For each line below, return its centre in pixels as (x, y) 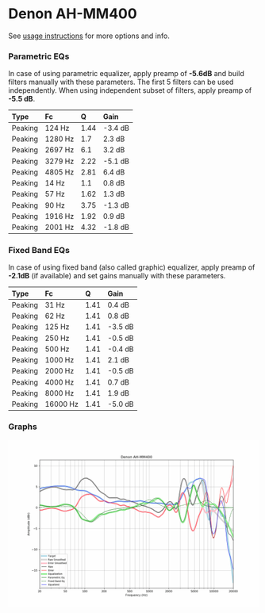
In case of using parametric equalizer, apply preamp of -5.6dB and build (126, 74)
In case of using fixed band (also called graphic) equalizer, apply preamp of (132, 267)
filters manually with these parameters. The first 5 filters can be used (121, 82)
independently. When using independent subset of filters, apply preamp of (130, 90)
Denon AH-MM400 (73, 14)
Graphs (23, 427)
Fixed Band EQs (39, 250)
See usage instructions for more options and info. (89, 36)
